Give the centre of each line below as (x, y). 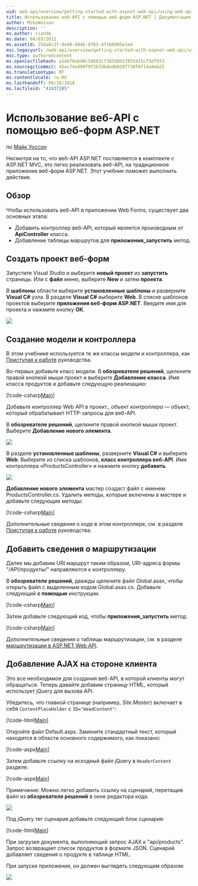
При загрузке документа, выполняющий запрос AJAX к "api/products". (95, 842)
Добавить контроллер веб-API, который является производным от (99, 228)
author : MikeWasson (30, 22)
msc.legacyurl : (25, 50)
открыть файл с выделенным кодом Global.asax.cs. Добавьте (83, 587)
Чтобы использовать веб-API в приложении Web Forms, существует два (98, 210)
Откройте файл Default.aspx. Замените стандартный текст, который (91, 732)
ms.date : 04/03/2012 (32, 39)
